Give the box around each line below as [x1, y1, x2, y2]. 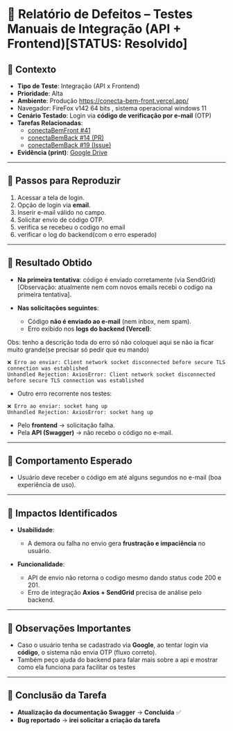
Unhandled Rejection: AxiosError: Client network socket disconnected [7, 371, 216, 378]
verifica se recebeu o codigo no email [17, 222, 126, 231]
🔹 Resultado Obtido [7, 257, 92, 269]
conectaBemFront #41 [27, 126, 91, 134]
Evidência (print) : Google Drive [17, 149, 107, 156]
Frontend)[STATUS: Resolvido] [7, 36, 188, 51]
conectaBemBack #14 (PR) [27, 133, 104, 142]
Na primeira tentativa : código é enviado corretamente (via [17, 275, 185, 284]
